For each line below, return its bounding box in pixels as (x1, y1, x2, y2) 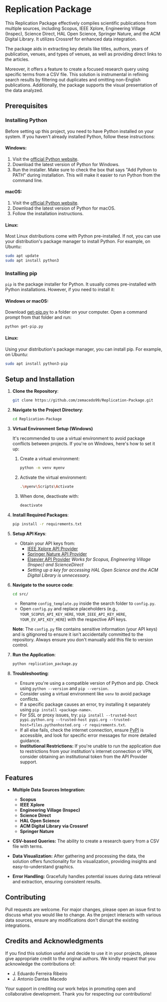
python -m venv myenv (19, 465, 65, 470)
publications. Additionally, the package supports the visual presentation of (5, 82, 158, 88)
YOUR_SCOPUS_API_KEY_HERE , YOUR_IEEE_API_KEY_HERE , (19, 611, 127, 617)
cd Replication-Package (12, 417, 62, 422)
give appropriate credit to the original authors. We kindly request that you (5, 955, 156, 961)
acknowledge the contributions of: (5, 960, 76, 966)
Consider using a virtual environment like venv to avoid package (19, 691, 151, 697)
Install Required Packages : (12, 512, 69, 518)
